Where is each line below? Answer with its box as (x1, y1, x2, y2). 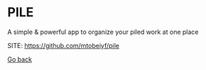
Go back (7, 54, 33, 64)
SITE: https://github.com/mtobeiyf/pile (7, 41, 119, 49)
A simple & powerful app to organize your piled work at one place (7, 28, 199, 36)
